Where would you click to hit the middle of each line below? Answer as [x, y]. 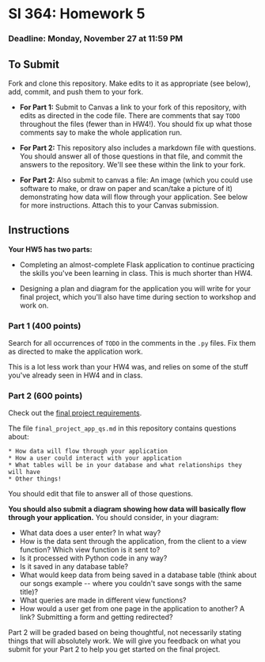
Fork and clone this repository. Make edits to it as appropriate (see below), [129, 83]
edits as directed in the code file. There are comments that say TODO [130, 115]
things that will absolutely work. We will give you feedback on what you [125, 641]
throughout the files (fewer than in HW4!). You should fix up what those [136, 124]
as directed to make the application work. [76, 352]
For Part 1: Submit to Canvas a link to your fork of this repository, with [133, 107]
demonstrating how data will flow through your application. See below [133, 197]
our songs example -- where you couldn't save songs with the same [131, 584]
